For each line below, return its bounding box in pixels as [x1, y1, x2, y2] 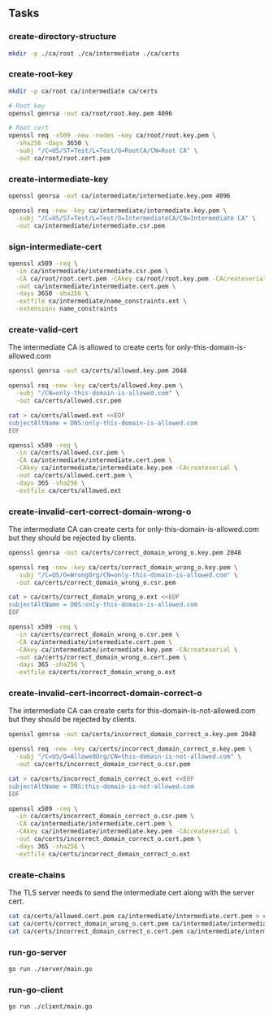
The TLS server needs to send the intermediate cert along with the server [8, 888, 254, 898]
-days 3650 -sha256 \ [15, 290, 89, 298]
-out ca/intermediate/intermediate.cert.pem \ [15, 282, 176, 290]
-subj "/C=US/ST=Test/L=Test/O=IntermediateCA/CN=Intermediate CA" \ [15, 214, 256, 222]
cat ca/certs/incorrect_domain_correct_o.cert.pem [8, 927, 184, 935]
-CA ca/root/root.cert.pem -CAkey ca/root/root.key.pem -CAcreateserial [15, 274, 267, 283]
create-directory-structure [8, 31, 117, 42]
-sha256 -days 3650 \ [15, 139, 89, 147]
